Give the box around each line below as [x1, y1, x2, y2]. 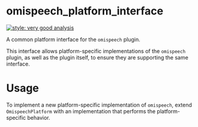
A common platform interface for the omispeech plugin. [6, 36, 140, 43]
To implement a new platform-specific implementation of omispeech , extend [6, 101, 192, 108]
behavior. [27, 114, 50, 121]
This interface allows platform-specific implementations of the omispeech [6, 47, 186, 55]
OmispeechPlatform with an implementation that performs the [6, 107, 156, 115]
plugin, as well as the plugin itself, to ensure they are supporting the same [6, 54, 189, 61]
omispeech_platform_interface [6, 4, 164, 18]
